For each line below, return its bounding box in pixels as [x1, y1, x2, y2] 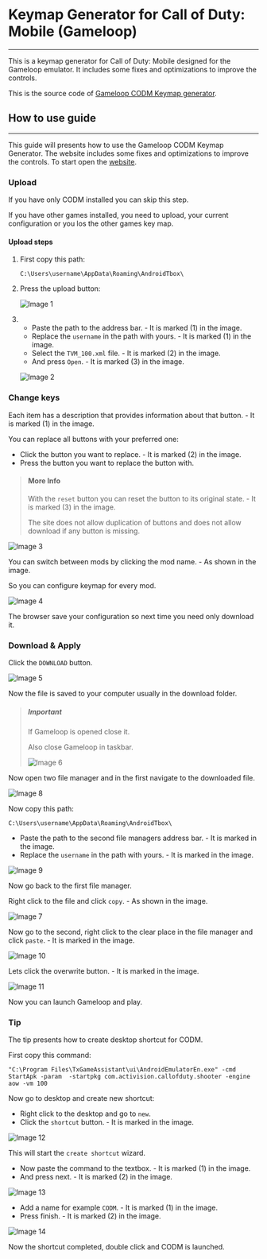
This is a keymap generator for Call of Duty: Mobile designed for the [8, 56, 231, 65]
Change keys [8, 392, 60, 403]
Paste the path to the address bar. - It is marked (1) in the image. [31, 323, 242, 333]
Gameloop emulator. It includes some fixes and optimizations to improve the [8, 64, 257, 74]
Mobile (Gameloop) [8, 22, 137, 41]
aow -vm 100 [8, 1079, 48, 1088]
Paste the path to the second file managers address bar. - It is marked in [19, 833, 257, 843]
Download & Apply [8, 640, 82, 651]
